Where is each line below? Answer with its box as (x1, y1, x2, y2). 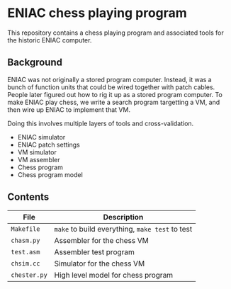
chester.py (11, 271, 47, 279)
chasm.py (11, 236, 40, 244)
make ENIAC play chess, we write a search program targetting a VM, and (7, 98, 220, 106)
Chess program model (17, 170, 83, 178)
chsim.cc (11, 259, 40, 267)
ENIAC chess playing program (7, 5, 188, 21)
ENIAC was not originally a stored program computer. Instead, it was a (7, 75, 212, 84)
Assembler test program (54, 246, 135, 256)
